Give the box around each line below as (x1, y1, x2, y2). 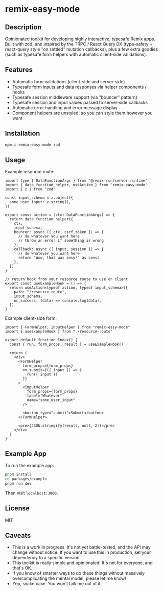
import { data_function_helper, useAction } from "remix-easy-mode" (5, 183, 148, 188)
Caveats (5, 531, 31, 540)
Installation (5, 129, 40, 138)
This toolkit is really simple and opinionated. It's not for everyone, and (12, 560, 153, 566)
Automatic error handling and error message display (12, 104, 117, 111)
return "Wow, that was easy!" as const (18, 256, 99, 260)
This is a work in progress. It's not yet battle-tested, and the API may (12, 544, 151, 550)
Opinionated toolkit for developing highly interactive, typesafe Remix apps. (5, 36, 156, 42)
